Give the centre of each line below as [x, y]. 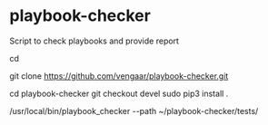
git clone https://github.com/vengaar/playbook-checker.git [119, 76]
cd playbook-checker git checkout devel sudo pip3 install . [119, 93]
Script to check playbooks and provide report [94, 41]
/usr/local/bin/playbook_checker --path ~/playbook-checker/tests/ [134, 111]
